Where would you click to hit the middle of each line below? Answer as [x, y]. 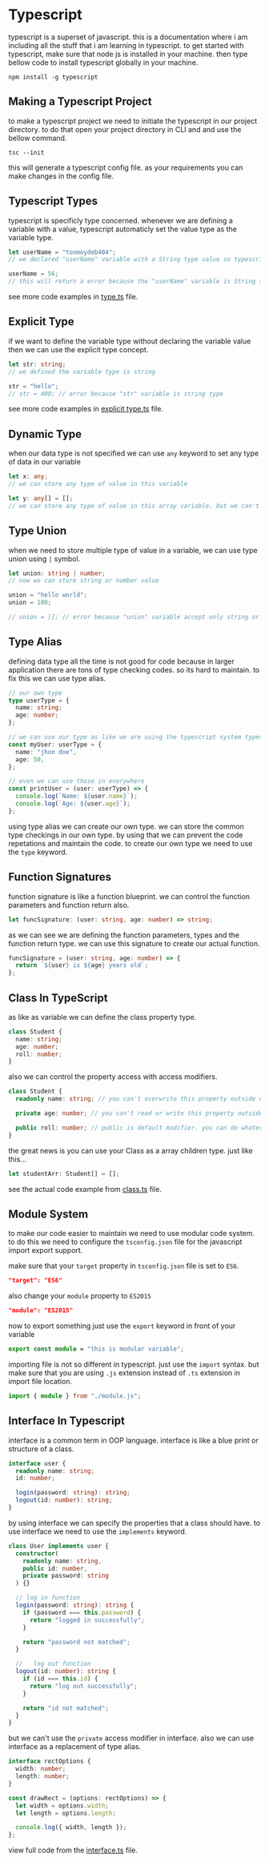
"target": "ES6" [35, 1281]
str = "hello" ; [34, 386]
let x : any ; [28, 477]
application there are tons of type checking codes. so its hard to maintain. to [134, 669]
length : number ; [42, 1776]
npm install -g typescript [53, 77]
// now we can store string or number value [84, 581]
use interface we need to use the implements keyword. [98, 1531]
